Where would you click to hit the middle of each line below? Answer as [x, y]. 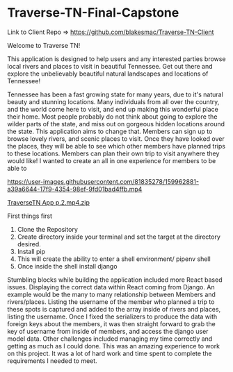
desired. [29, 244]
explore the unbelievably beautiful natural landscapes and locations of [108, 74]
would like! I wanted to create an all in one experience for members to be [112, 160]
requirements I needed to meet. [52, 361]
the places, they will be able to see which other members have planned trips [116, 146]
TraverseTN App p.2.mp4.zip [49, 202]
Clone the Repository [48, 229]
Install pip [31, 251]
